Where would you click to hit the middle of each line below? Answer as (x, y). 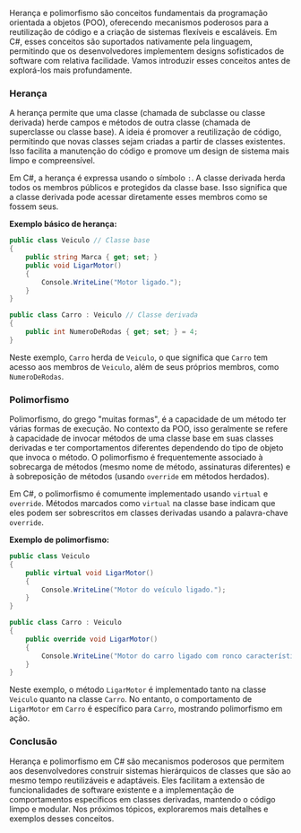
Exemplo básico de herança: (63, 224)
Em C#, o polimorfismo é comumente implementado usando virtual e (139, 494)
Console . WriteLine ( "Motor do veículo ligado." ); (134, 590)
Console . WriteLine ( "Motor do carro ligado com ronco (142, 656)
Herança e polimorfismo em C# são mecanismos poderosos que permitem (147, 761)
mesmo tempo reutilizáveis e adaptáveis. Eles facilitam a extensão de (137, 780)
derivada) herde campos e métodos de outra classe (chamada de (130, 123)
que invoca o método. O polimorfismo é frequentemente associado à (136, 458)
